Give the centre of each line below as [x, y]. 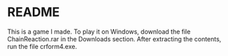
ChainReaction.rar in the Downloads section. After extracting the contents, [114, 38]
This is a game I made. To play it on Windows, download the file [99, 31]
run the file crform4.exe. [42, 46]
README [34, 12]
